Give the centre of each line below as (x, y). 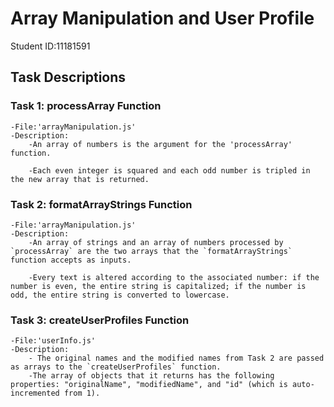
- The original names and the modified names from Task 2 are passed (176, 358)
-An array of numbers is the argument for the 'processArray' (160, 144)
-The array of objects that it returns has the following (151, 376)
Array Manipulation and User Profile (162, 18)
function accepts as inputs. (71, 260)
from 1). (82, 393)
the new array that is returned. (80, 179)
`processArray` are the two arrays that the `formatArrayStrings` (151, 251)
